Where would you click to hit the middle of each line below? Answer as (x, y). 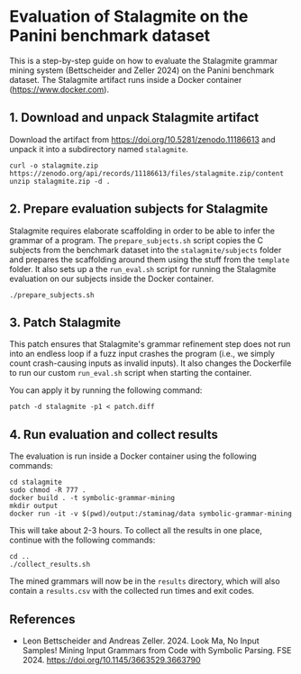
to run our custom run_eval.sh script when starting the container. (131, 373)
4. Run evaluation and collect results (114, 434)
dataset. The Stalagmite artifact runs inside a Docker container (126, 79)
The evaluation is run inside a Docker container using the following (133, 456)
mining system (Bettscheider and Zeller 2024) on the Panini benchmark (142, 70)
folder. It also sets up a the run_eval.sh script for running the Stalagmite (143, 269)
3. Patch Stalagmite (65, 322)
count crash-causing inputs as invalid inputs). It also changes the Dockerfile (150, 363)
